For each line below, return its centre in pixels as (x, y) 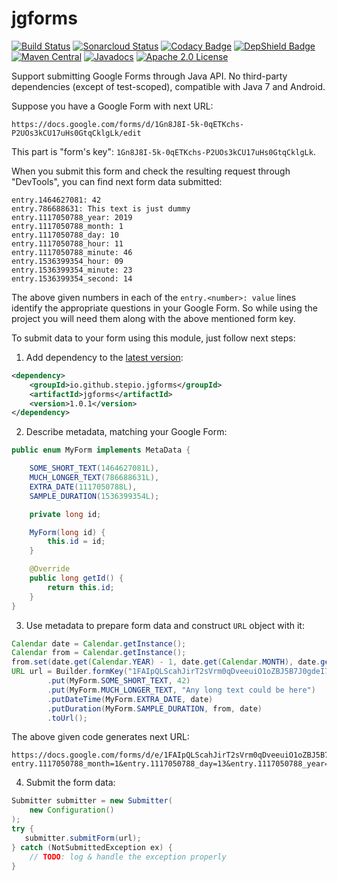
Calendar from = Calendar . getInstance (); (99, 653)
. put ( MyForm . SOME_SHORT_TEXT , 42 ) (119, 681)
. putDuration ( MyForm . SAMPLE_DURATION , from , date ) (155, 708)
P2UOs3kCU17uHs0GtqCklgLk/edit (76, 133)
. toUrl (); (67, 718)
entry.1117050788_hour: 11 (67, 243)
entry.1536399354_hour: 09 (67, 261)
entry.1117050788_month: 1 (67, 226)
